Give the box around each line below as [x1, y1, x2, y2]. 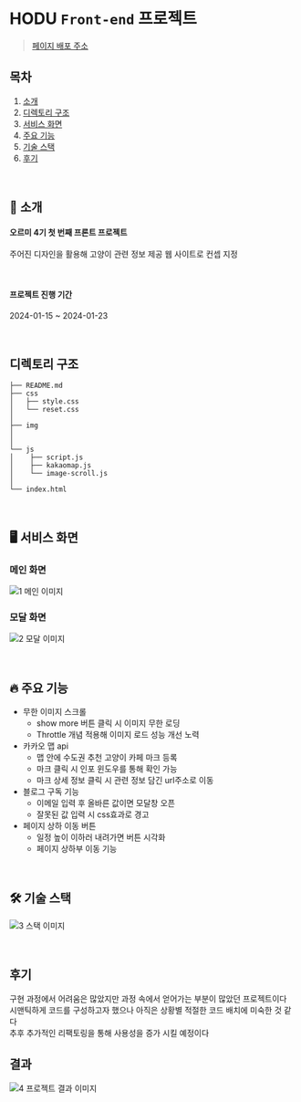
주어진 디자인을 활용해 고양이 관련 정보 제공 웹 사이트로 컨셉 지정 [9, 248, 239, 260]
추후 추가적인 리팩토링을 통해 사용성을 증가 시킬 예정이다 [9, 1027, 210, 1038]
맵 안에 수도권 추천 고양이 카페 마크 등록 [36, 752, 178, 763]
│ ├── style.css [9, 397, 79, 406]
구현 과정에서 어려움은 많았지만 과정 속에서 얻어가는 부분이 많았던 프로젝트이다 [9, 992, 287, 1004]
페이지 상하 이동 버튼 [22, 821, 97, 832]
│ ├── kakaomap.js [9, 461, 92, 470]
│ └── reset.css [9, 405, 79, 415]
